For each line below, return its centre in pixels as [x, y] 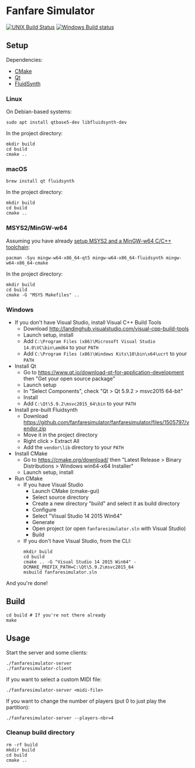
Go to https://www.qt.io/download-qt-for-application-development [104, 372]
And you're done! [27, 583]
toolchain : [18, 247]
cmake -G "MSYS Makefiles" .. [43, 295]
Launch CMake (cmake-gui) [66, 491]
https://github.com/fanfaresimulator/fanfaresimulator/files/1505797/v [106, 422]
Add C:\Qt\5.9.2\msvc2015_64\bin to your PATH [80, 403]
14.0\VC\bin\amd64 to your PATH [61, 347]
